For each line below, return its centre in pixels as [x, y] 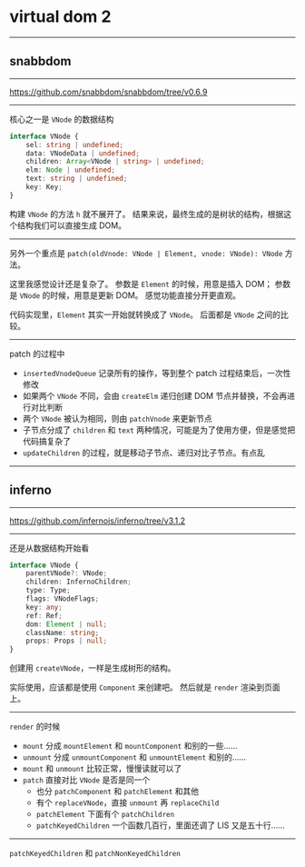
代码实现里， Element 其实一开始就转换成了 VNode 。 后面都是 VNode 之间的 [145, 314]
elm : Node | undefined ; [71, 170]
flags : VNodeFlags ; [63, 599]
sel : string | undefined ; [75, 144]
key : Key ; [44, 187]
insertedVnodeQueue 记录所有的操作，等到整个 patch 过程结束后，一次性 [157, 373]
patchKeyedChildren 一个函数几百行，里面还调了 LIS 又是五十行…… [161, 825]
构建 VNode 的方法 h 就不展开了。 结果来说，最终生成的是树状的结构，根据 [147, 214]
